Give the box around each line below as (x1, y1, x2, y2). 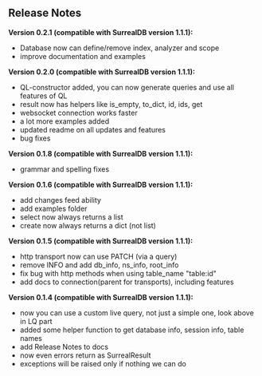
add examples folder (19, 204, 88, 213)
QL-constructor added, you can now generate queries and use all (19, 82, 235, 92)
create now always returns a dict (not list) (19, 220, 157, 230)
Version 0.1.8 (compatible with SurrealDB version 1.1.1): (8, 148, 194, 158)
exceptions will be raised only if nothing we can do (19, 358, 187, 368)
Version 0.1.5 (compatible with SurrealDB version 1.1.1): (8, 235, 194, 246)
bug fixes (19, 133, 51, 143)
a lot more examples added (19, 116, 110, 126)
